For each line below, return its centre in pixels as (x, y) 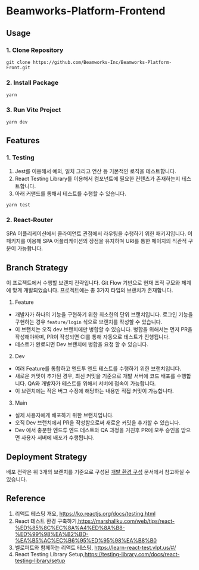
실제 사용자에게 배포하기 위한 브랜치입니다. (64, 415)
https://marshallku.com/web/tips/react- (126, 521)
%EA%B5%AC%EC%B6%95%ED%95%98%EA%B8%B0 (85, 540)
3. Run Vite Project (34, 110)
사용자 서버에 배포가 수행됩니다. (58, 437)
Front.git (18, 67)
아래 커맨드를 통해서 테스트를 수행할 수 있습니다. (70, 194)
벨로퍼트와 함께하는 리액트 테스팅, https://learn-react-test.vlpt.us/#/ (95, 547)
